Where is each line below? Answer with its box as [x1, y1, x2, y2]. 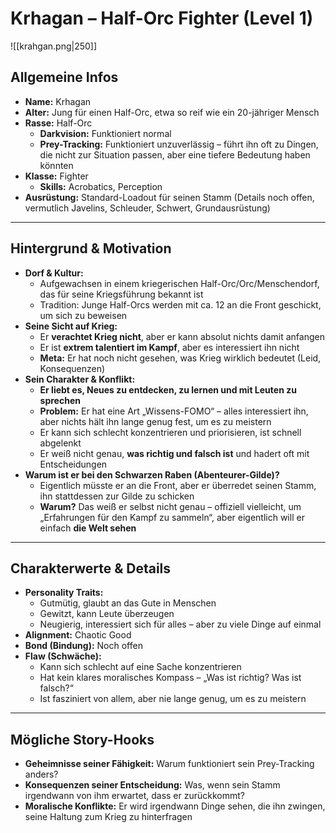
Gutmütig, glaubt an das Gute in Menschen [39, 597, 217, 609]
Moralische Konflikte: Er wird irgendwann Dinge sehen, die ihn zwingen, [24, 800, 326, 812]
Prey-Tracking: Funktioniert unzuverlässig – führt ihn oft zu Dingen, [39, 138, 319, 150]
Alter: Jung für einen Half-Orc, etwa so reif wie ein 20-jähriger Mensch [24, 106, 320, 118]
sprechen [39, 394, 81, 406]
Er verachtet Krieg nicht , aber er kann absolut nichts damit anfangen [39, 330, 325, 342]
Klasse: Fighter [24, 170, 89, 182]
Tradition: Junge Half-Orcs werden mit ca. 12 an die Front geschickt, [39, 298, 322, 311]
